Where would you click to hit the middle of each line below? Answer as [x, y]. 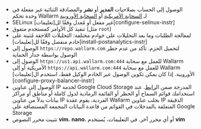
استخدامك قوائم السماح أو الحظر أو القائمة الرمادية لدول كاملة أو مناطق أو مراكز [103, 93]
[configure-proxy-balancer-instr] [53, 80]
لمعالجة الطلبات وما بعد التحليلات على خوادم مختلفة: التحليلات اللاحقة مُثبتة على [101, 35]
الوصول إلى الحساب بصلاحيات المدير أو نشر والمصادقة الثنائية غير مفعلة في [97, 9]
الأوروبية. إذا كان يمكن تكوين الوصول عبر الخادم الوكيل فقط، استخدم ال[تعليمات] [103, 74]
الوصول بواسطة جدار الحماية [44, 54]
